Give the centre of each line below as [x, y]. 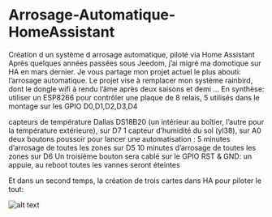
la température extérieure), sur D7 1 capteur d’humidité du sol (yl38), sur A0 [135, 130]
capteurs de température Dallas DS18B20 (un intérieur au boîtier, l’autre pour [136, 121]
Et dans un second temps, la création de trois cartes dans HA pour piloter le [135, 181]
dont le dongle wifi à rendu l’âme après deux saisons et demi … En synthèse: [136, 89]
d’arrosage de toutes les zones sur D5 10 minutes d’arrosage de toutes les [132, 147]
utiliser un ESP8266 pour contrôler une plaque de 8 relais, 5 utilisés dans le [134, 97]
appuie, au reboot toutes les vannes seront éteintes [94, 164]
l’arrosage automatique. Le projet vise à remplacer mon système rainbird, [131, 80]
